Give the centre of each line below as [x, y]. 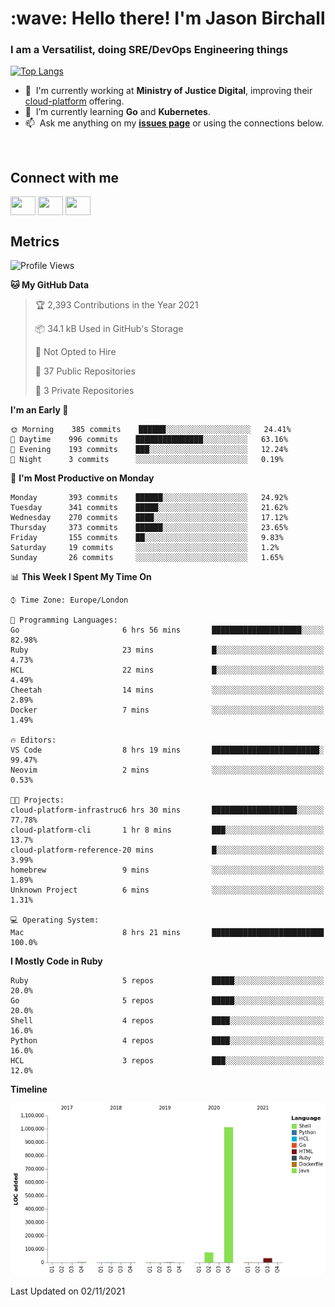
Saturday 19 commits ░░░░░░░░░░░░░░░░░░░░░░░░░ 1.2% [145, 548]
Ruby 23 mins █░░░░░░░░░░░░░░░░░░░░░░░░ [167, 650]
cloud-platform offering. [74, 101]
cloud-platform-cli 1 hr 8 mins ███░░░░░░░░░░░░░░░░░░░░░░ [167, 830]
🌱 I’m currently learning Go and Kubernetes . [118, 112]
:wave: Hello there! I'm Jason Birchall [168, 18]
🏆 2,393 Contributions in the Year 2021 [116, 305]
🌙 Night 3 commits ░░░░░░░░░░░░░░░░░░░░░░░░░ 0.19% [147, 460]
